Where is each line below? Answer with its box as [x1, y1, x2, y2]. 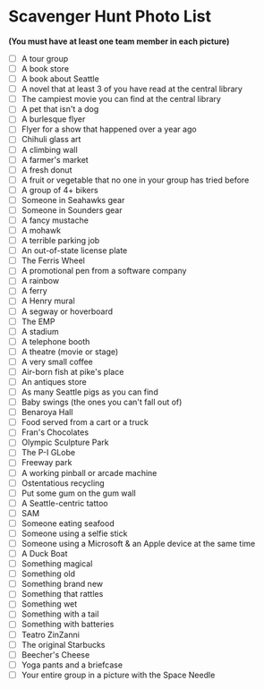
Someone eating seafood [21, 517, 115, 529]
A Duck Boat [21, 549, 68, 558]
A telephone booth [21, 336, 90, 346]
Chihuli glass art [21, 134, 81, 145]
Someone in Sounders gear [21, 204, 123, 216]
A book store [21, 64, 69, 73]
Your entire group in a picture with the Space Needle [21, 669, 216, 680]
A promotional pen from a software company [21, 266, 187, 276]
